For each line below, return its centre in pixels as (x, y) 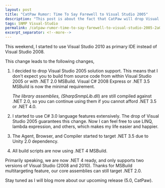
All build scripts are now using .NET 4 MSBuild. (60, 151)
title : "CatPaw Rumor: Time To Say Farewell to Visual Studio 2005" (77, 14)
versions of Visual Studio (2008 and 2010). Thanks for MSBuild (69, 166)
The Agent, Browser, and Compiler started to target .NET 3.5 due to (80, 136)
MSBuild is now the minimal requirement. (54, 86)
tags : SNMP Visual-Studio (31, 23)
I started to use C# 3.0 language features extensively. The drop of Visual (85, 116)
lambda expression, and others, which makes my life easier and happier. (85, 126)
